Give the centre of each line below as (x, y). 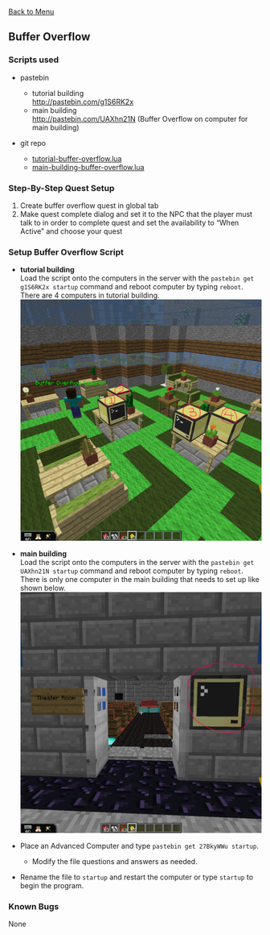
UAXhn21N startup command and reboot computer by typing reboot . (131, 571)
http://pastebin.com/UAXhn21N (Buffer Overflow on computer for (140, 118)
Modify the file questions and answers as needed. (115, 861)
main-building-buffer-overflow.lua (88, 167)
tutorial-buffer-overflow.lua (77, 158)
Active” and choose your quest (71, 231)
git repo (33, 143)
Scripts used (34, 60)
